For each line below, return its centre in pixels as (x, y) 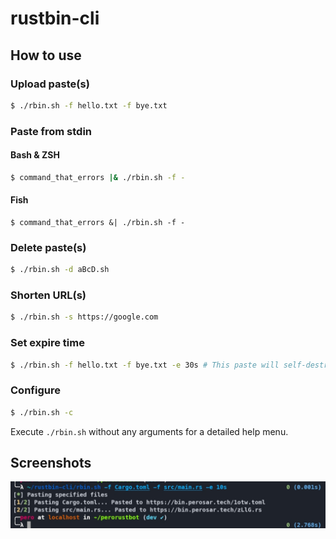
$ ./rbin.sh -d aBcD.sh (60, 270)
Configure (35, 390)
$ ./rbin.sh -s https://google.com (84, 317)
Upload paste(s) (50, 84)
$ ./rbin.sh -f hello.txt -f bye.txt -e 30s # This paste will (145, 365)
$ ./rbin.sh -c (42, 412)
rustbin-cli (55, 18)
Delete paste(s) (48, 247)
